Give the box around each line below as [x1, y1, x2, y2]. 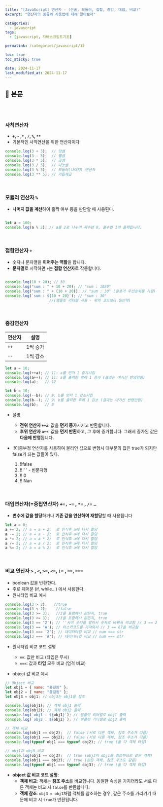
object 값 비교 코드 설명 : [12, 771, 59, 777]
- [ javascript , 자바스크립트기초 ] [9, 35, 72, 39]
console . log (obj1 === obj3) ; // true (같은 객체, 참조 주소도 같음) [5, 758, 137, 763]
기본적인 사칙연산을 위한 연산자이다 [12, 139, 80, 145]
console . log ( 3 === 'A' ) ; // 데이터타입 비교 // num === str [5, 634, 124, 639]
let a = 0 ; [5, 522, 28, 528]
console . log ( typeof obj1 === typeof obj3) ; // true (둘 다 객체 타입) [5, 762, 147, 767]
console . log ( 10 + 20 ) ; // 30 [5, 280, 65, 285]
